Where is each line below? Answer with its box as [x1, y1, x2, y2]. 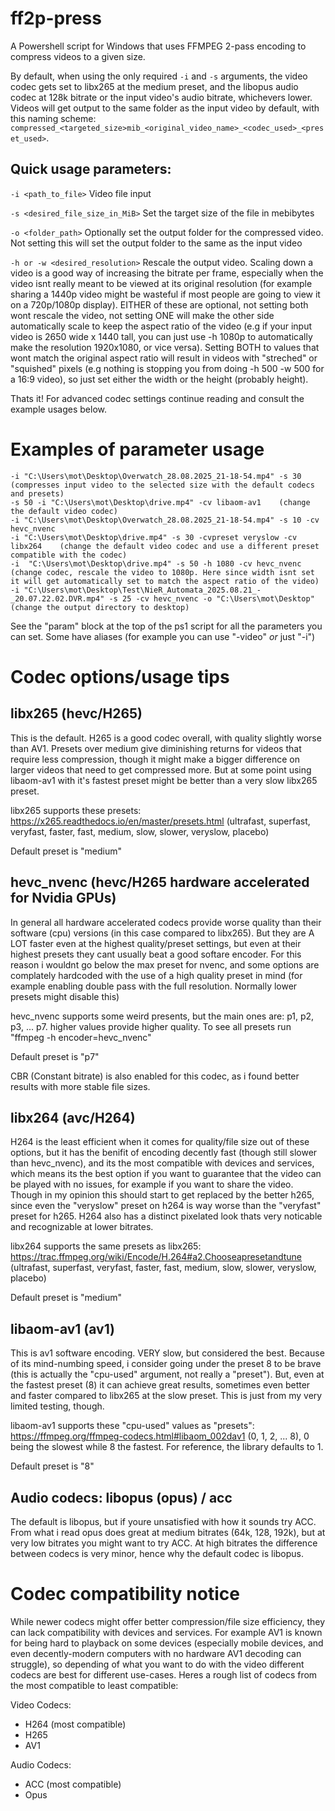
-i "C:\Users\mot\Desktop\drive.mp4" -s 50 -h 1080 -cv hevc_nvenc [10, 558, 302, 569]
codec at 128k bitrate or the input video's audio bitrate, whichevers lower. [10, 91, 313, 103]
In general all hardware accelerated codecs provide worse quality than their [10, 916, 322, 928]
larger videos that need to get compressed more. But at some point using [10, 763, 312, 776]
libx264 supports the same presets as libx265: [10, 1240, 202, 1252]
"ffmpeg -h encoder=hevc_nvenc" [10, 1031, 152, 1043]
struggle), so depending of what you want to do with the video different [10, 1658, 305, 1670]
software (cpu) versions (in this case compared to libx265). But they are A [10, 927, 315, 939]
